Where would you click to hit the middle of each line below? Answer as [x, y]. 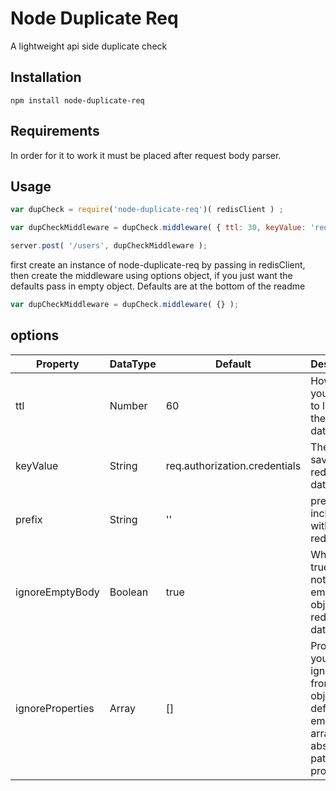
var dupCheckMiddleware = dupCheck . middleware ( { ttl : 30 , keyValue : [158, 228]
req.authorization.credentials [233, 465]
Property [58, 364]
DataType [133, 364]
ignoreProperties [55, 708]
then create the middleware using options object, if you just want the [151, 275]
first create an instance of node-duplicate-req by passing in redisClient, [158, 265]
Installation [46, 77]
